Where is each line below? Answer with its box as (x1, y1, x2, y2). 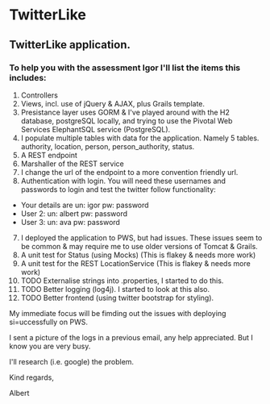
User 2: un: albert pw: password (20, 208, 128, 219)
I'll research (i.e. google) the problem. (9, 356, 135, 366)
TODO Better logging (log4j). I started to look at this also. (20, 284, 210, 294)
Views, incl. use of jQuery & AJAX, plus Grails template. (20, 98, 205, 108)
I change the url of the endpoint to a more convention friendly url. (20, 167, 239, 177)
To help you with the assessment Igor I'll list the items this (9, 62, 241, 73)
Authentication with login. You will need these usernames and (20, 176, 226, 185)
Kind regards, (9, 373, 55, 382)
